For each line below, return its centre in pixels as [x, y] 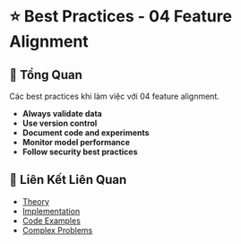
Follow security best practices [80, 152]
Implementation [51, 211]
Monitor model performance [76, 142]
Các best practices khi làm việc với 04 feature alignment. [114, 96]
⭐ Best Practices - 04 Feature [121, 17]
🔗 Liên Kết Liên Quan [68, 180]
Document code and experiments [86, 133]
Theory [36, 201]
